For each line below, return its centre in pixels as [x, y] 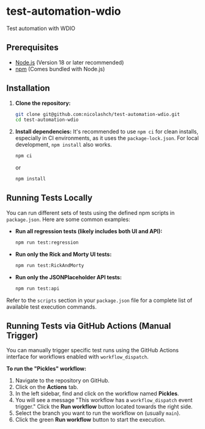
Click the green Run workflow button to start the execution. [90, 420]
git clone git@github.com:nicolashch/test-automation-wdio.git [98, 114]
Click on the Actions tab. [47, 387]
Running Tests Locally [50, 198]
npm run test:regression [47, 242]
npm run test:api [37, 288]
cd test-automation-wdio [47, 120]
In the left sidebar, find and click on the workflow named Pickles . [97, 393]
